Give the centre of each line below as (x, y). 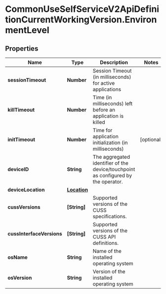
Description (114, 62)
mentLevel (27, 30)
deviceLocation (26, 190)
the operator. (108, 182)
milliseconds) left (112, 104)
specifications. (110, 216)
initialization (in (110, 143)
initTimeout (21, 140)
